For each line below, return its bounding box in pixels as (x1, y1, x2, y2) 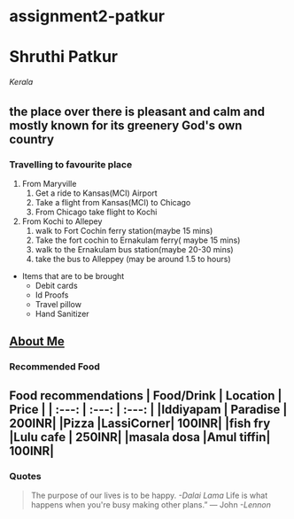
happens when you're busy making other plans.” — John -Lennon (30, 499, 272, 510)
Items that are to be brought (21, 270, 125, 281)
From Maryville (21, 178, 77, 189)
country (9, 131, 55, 147)
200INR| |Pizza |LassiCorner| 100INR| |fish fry (9, 415, 271, 430)
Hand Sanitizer (35, 308, 90, 319)
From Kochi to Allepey (21, 215, 103, 227)
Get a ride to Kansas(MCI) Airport (35, 188, 158, 198)
